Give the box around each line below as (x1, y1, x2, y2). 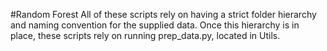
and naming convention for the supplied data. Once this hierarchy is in (10, 19, 300, 31)
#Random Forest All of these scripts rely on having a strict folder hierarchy (10, 9, 317, 20)
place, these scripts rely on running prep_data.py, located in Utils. (10, 30, 281, 41)
